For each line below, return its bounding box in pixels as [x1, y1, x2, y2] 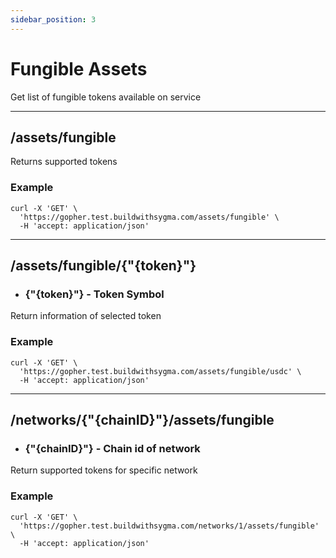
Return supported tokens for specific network [10, 464, 198, 476]
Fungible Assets [10, 57, 148, 80]
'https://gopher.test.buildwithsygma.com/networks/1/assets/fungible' [19, 521, 320, 531]
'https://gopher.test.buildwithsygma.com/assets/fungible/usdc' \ [19, 366, 302, 376]
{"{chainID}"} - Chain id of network [24, 441, 201, 455]
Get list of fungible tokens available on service [10, 91, 202, 103]
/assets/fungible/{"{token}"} [10, 257, 197, 275]
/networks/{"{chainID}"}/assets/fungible [10, 412, 275, 429]
